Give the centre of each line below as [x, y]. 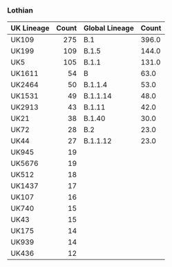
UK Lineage [30, 28]
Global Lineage [109, 28]
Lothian [20, 10]
